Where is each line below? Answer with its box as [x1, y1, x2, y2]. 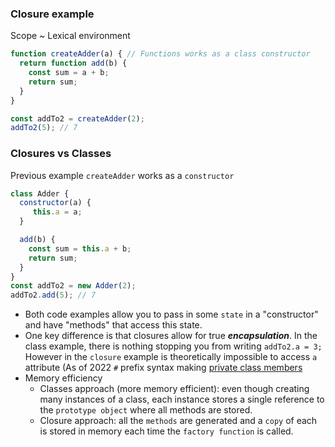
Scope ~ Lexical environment [10, 30, 131, 42]
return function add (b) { [19, 58, 128, 69]
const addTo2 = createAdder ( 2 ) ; [10, 113, 145, 124]
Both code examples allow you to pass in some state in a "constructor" [24, 308, 319, 321]
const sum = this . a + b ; [28, 243, 132, 254]
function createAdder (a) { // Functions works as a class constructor [10, 49, 311, 59]
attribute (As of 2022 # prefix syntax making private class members [24, 362, 303, 374]
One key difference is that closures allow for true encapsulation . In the [24, 330, 318, 342]
